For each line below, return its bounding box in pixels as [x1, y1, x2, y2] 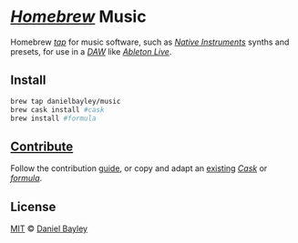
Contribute [10, 138, 74, 154]
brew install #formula [10, 114, 97, 123]
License [10, 198, 57, 215]
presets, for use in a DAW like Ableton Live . [10, 46, 172, 56]
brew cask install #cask [10, 105, 105, 115]
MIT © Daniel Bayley [10, 223, 88, 234]
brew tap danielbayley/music [10, 96, 121, 106]
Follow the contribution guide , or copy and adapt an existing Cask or [10, 163, 268, 174]
